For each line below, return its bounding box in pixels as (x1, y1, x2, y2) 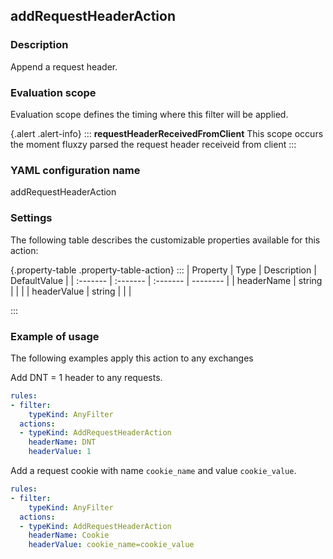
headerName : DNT (28, 437, 97, 448)
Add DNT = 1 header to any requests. (10, 371, 163, 383)
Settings (10, 211, 53, 225)
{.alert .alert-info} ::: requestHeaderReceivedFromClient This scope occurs (10, 127, 324, 139)
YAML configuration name (10, 163, 141, 177)
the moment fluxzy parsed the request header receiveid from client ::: (10, 138, 297, 150)
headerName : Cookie (28, 530, 110, 541)
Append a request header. (10, 60, 118, 73)
